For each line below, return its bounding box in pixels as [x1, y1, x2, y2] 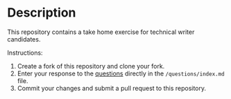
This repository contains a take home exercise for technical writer [7, 28, 195, 36]
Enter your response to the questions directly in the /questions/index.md [17, 69, 225, 78]
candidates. [7, 35, 41, 43]
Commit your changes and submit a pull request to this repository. [17, 84, 207, 92]
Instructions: [7, 48, 43, 57]
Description [7, 5, 76, 21]
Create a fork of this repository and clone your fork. [17, 62, 165, 70]
